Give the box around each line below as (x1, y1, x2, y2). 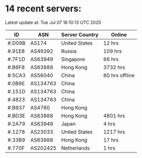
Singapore (61, 56, 86, 63)
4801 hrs (103, 112, 125, 119)
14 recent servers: (5, 3, 82, 14)
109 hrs (103, 48, 122, 55)
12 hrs (103, 39, 119, 46)
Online (111, 31, 127, 38)
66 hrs (103, 56, 119, 63)
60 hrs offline (103, 72, 135, 79)
